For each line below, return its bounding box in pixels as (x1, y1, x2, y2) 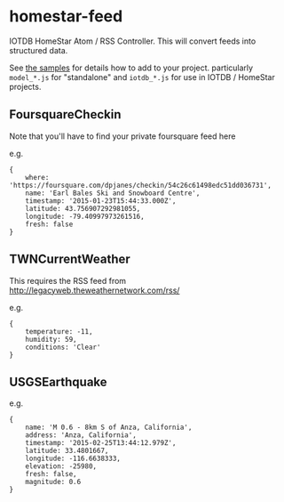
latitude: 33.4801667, (25, 447, 109, 456)
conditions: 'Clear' (25, 343, 101, 352)
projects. (9, 81, 42, 92)
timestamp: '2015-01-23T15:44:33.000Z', (25, 196, 177, 206)
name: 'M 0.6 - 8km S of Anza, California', (25, 423, 193, 433)
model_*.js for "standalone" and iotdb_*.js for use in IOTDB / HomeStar (9, 71, 275, 82)
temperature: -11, (25, 327, 93, 336)
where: (25, 173, 50, 182)
